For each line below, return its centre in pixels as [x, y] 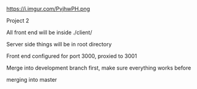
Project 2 [18, 20]
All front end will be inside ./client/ [49, 32]
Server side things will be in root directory [59, 44]
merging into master [32, 80]
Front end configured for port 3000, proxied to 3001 [72, 56]
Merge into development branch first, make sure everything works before [99, 68]
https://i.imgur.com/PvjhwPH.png [48, 9]
